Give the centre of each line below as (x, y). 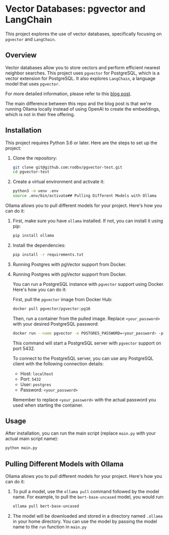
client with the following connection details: (58, 364)
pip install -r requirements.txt (48, 255)
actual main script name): (32, 439)
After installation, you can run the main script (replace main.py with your (81, 433)
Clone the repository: (35, 158)
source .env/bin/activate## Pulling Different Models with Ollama (84, 196)
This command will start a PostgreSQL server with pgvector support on (87, 343)
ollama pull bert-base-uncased (46, 506)
